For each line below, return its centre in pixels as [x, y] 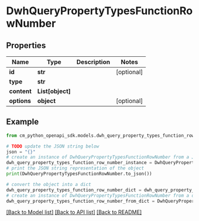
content [20, 91]
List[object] [54, 91]
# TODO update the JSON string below [53, 146]
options [20, 101]
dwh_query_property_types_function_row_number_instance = [79, 163]
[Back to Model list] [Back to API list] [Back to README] [74, 212]
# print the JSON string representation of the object [75, 168]
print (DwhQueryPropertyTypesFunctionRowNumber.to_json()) [79, 174]
